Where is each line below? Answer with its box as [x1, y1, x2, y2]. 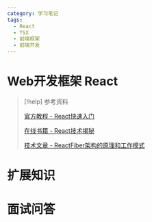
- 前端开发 [13, 42, 40, 49]
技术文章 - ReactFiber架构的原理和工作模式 [23, 141, 145, 149]
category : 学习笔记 [7, 10, 59, 17]
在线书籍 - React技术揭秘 [23, 126, 94, 134]
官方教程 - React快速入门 [23, 112, 94, 120]
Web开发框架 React [7, 73, 118, 89]
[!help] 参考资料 [23, 97, 68, 106]
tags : [7, 16, 23, 23]
